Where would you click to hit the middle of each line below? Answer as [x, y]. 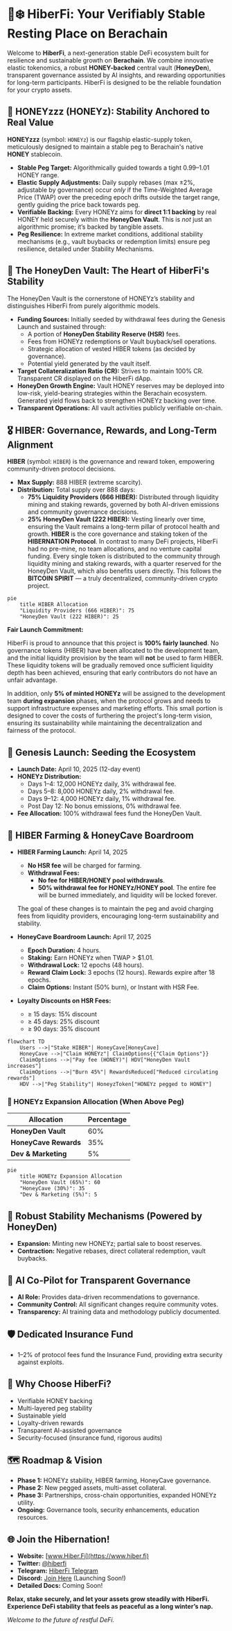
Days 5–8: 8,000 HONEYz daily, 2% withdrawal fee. [101, 791]
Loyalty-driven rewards [51, 1422]
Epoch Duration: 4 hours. [64, 950]
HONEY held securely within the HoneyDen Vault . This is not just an [115, 219]
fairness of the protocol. [42, 731]
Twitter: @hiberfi [42, 1564]
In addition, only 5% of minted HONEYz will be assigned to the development [116, 694]
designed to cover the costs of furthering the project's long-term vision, [110, 716]
